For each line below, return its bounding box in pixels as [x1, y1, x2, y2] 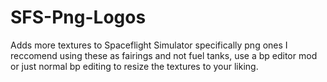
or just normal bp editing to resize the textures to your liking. [10, 60, 259, 72]
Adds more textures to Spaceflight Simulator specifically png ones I [10, 39, 288, 51]
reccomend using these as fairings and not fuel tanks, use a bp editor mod [10, 49, 318, 61]
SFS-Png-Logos [10, 6, 147, 29]
